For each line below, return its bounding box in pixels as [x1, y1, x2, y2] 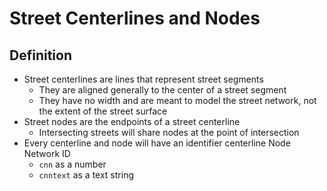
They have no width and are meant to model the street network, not [38, 95, 317, 106]
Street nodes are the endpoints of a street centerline [23, 116, 241, 127]
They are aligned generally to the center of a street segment [38, 84, 287, 96]
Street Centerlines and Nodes [9, 7, 261, 30]
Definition [9, 47, 72, 64]
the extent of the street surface [38, 105, 168, 117]
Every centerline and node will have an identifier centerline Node [23, 137, 291, 149]
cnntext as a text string [38, 169, 134, 181]
